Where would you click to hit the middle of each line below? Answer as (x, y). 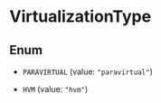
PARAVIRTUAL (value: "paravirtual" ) (88, 71)
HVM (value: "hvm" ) (55, 89)
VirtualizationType (80, 17)
